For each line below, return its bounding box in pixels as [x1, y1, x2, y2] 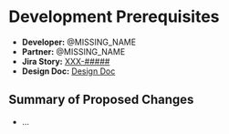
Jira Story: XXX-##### [21, 56, 110, 67]
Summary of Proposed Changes [8, 92, 194, 108]
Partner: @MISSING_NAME [21, 46, 126, 57]
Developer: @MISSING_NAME [21, 36, 137, 47]
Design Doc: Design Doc [21, 66, 116, 77]
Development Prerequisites [8, 6, 220, 27]
